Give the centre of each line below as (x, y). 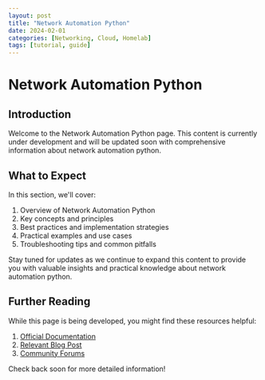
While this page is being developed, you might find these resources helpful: (132, 321)
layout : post (30, 16)
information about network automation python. (85, 150)
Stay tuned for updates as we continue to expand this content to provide (127, 259)
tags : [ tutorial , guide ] (49, 46)
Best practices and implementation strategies (94, 227)
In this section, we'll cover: (52, 194)
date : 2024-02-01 (37, 30)
